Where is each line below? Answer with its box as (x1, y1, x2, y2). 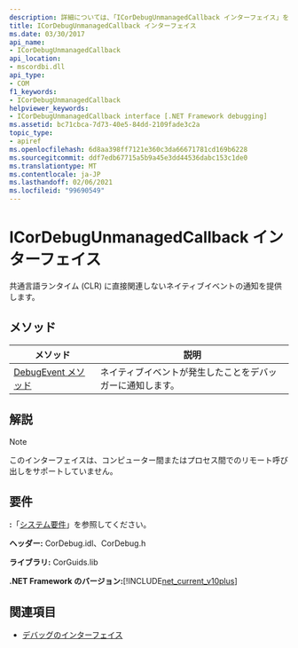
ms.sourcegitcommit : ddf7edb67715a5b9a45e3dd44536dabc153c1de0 (9, 153, 248, 162)
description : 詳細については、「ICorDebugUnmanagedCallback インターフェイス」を (9, 12, 290, 22)
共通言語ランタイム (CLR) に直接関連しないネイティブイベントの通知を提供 (9, 281, 282, 291)
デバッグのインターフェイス (21, 629, 123, 640)
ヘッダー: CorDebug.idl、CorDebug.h (9, 538, 146, 549)
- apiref (9, 137, 42, 146)
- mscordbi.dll (9, 63, 66, 72)
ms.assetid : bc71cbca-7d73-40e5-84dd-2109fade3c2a (9, 121, 200, 130)
